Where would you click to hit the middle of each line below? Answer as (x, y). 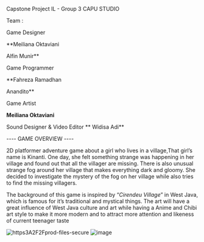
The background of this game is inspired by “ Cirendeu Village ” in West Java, (102, 195)
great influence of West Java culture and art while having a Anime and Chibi (102, 208)
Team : (15, 20)
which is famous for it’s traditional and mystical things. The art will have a (98, 201)
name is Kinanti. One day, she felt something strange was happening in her (100, 157)
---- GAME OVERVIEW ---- (40, 139)
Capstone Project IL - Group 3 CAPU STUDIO (63, 9)
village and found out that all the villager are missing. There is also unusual (100, 163)
